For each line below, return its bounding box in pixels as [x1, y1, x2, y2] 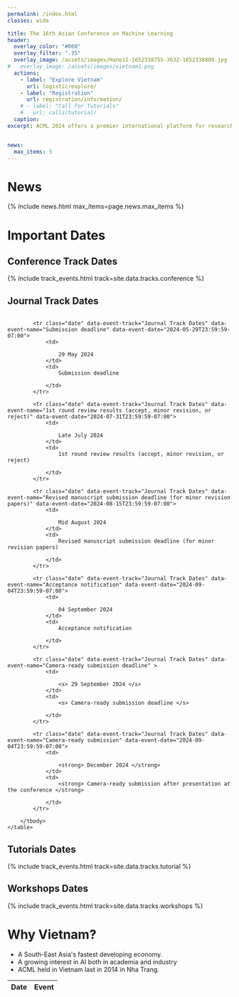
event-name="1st [7, 407, 55, 415]
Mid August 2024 [58, 519, 107, 526]
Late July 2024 [58, 432, 103, 439]
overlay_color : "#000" [14, 43, 81, 50]
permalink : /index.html [7, 10, 78, 18]
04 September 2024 [58, 606, 113, 614]
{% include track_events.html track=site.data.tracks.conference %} [7, 274, 205, 283]
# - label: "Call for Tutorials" [20, 102, 119, 110]
